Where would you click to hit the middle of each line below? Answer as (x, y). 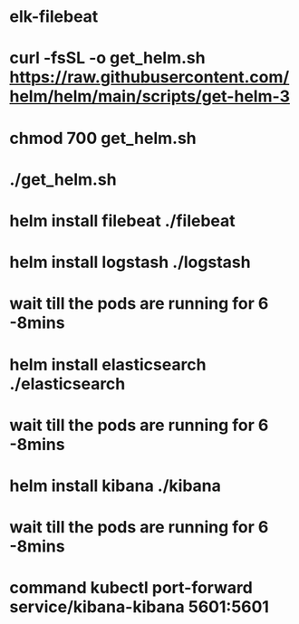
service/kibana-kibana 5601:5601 (140, 607)
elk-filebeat (54, 17)
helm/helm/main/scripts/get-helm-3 (149, 96)
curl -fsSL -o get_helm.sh (107, 58)
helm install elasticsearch (108, 365)
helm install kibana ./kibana (116, 485)
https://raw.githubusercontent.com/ (149, 77)
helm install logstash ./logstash (130, 262)
